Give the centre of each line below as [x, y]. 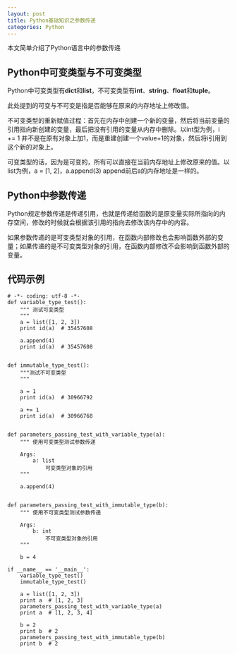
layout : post [26, 14]
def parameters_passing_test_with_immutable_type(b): [88, 505]
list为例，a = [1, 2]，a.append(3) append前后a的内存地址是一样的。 [105, 171]
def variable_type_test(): [47, 302]
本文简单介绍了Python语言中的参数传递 [64, 48]
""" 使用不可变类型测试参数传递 [60, 512]
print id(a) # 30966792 [56, 397]
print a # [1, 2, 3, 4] [56, 612]
